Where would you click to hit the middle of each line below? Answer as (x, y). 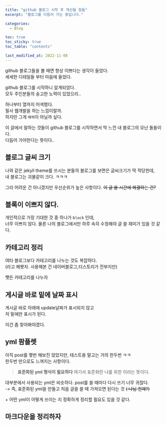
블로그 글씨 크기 (28, 158)
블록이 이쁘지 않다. (32, 204)
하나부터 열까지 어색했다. (29, 104)
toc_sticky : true (23, 42)
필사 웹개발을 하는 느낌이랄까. (34, 110)
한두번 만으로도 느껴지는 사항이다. (38, 361)
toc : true (15, 37)
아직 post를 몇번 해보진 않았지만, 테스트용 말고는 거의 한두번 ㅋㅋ (68, 355)
